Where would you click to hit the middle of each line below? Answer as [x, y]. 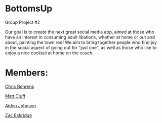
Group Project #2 [23, 22]
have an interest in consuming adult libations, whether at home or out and [80, 37]
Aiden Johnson [20, 105]
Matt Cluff [15, 96]
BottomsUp [29, 9]
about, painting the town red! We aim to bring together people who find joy [81, 42]
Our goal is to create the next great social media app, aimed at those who [80, 32]
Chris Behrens [20, 86]
